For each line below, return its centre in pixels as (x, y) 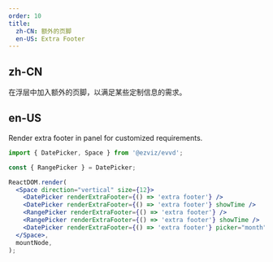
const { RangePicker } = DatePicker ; (72, 168)
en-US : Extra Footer (50, 39)
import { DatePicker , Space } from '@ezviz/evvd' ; (96, 153)
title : (19, 24)
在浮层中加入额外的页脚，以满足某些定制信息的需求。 (97, 92)
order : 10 (25, 16)
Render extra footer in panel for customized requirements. (106, 138)
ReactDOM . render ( (38, 182)
